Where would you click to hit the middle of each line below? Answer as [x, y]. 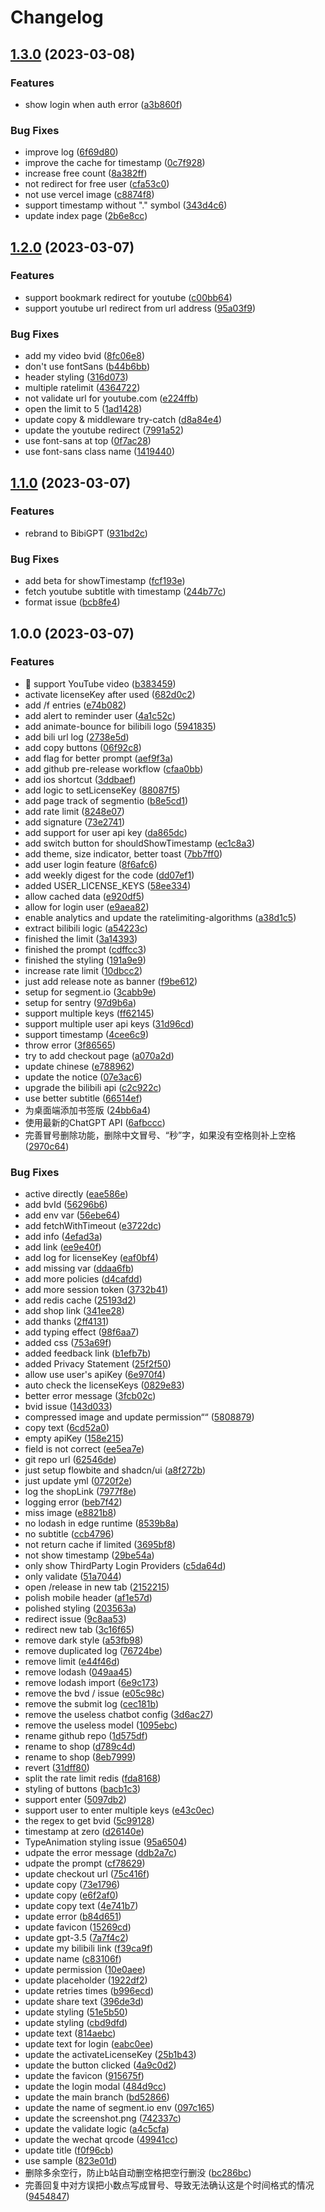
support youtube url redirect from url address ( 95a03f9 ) [140, 308]
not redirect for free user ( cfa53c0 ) [97, 184]
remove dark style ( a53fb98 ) [84, 1640]
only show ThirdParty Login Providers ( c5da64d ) [125, 1566]
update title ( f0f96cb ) [69, 2150]
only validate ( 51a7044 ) [73, 1577]
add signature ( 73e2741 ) [75, 822]
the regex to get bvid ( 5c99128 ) [89, 1821]
